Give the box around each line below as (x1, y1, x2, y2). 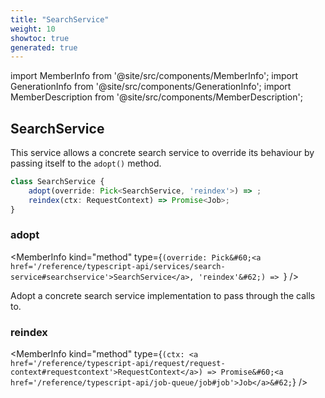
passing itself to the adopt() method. (10, 157, 162, 170)
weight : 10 (10, 24, 56, 34)
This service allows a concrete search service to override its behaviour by (10, 147, 315, 159)
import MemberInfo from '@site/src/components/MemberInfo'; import (10, 70, 299, 82)
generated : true (10, 42, 78, 53)
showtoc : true (10, 33, 70, 43)
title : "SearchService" (10, 14, 110, 25)
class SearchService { (10, 177, 105, 187)
